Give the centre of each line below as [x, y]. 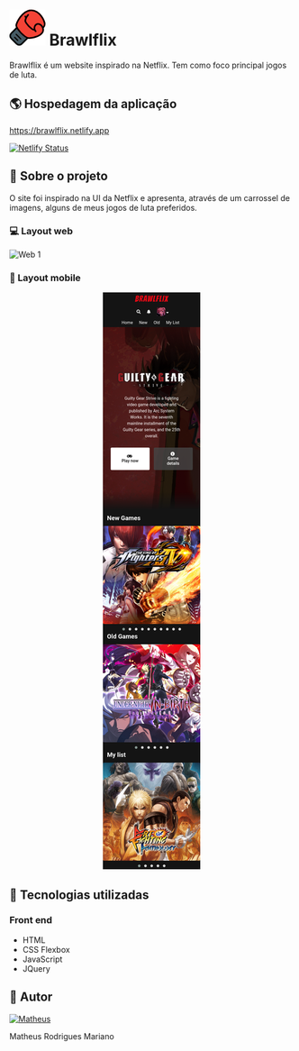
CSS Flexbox [46, 949]
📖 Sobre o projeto [59, 176]
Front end [31, 920]
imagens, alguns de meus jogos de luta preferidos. [104, 207]
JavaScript [42, 959]
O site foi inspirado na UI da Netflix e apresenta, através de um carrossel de [150, 197]
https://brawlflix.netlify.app [59, 130]
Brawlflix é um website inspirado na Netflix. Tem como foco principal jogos [148, 65]
